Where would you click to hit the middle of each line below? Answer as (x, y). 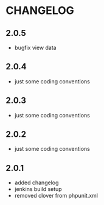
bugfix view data (35, 47)
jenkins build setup (38, 189)
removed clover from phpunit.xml (56, 196)
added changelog (36, 182)
